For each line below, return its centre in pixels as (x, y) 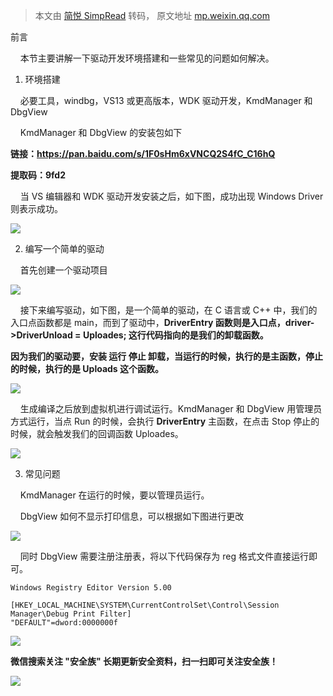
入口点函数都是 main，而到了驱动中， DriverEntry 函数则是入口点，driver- (162, 322)
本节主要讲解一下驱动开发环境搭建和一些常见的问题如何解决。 (147, 58)
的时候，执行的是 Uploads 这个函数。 (87, 368)
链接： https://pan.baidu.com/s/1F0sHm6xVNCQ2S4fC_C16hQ (143, 153)
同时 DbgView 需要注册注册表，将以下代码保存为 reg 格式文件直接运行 (164, 556)
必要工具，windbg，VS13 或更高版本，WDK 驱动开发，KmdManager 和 (166, 100)
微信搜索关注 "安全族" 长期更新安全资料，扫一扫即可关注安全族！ (144, 661)
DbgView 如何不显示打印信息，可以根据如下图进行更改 (132, 516)
